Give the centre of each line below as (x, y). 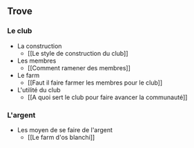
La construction (39, 46)
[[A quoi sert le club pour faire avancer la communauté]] (107, 97)
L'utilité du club (39, 89)
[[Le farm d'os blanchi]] (61, 137)
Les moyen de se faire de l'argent (65, 129)
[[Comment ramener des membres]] (79, 67)
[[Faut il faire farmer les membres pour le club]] (95, 83)
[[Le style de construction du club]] (78, 53)
